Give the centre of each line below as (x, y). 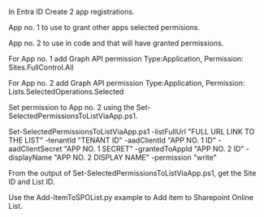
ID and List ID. (32, 182)
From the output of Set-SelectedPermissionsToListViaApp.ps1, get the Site (132, 173)
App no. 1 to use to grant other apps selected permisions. (104, 27)
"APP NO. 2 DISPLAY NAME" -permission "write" (135, 157)
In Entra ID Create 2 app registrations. (71, 12)
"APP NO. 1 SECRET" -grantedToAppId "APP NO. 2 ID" (154, 149)
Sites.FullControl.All (41, 67)
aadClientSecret (35, 149)
